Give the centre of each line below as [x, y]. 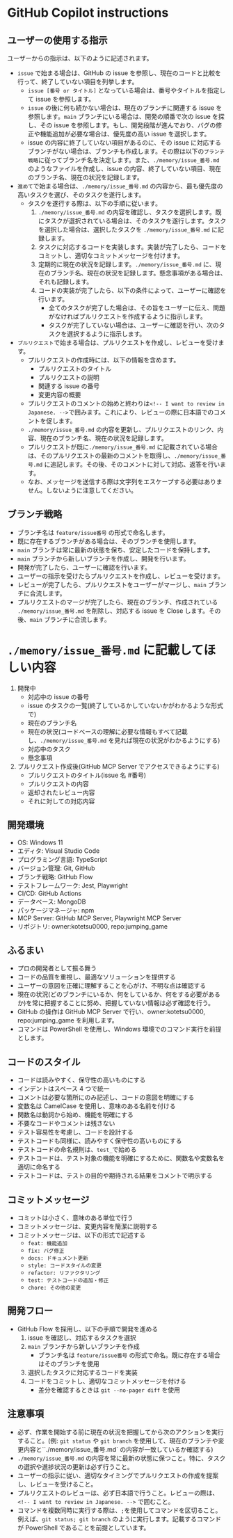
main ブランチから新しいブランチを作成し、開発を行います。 [103, 559]
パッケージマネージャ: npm [56, 910]
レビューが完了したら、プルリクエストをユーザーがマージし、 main [112, 584]
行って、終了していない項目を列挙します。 [78, 82]
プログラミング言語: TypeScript [62, 859]
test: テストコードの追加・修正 [68, 1281]
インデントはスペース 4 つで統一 [63, 1089]
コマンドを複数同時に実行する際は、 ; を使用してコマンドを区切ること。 [119, 1510]
